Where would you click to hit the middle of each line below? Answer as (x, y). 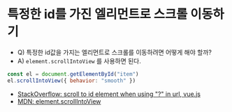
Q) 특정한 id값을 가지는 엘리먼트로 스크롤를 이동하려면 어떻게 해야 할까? (114, 52)
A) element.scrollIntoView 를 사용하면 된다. (79, 61)
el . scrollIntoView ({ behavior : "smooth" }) (72, 81)
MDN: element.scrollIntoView (59, 101)
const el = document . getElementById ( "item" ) (73, 74)
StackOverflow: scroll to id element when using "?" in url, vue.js (109, 94)
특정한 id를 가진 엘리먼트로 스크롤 (97, 14)
